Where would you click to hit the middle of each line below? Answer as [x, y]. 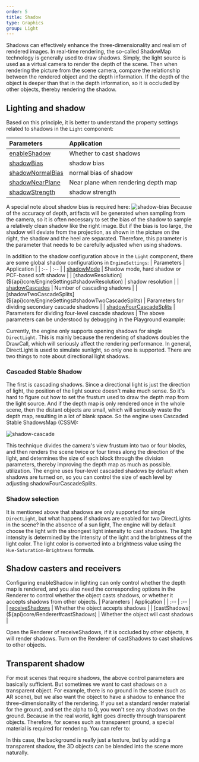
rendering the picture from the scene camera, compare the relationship [93, 70]
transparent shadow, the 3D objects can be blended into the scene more [95, 747]
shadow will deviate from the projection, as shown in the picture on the [93, 232]
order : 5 [17, 12]
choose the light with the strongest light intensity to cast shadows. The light [99, 531]
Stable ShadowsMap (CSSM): [42, 422]
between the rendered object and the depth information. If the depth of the [98, 77]
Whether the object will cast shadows [147, 614]
